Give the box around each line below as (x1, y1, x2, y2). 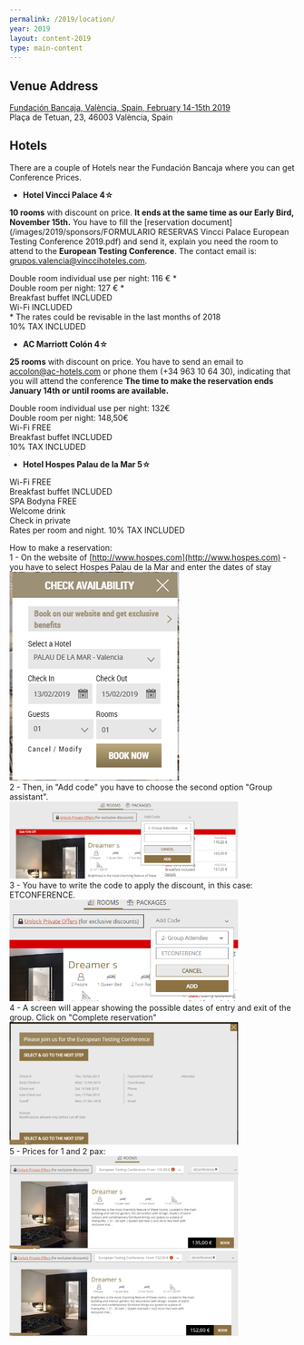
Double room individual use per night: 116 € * (9, 272, 177, 283)
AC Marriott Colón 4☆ (22, 339, 109, 349)
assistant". (9, 790, 49, 802)
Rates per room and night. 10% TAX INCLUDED (9, 525, 186, 535)
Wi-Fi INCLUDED (9, 301, 73, 312)
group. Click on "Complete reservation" (9, 1012, 157, 1023)
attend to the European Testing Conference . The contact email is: (9, 245, 257, 256)
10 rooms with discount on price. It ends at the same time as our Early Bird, (9, 207, 295, 218)
